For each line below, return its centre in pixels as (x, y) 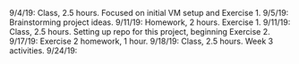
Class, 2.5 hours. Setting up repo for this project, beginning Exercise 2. (140, 32)
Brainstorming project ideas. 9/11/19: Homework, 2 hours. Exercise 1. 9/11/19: (150, 22)
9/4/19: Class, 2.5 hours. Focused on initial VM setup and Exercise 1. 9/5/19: (149, 13)
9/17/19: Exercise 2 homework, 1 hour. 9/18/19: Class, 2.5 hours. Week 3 (141, 41)
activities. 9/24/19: (43, 51)
